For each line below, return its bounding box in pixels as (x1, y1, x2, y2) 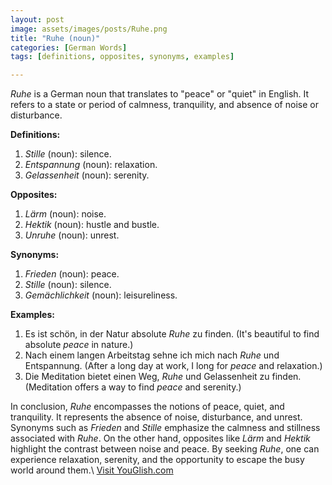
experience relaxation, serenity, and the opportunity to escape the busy (10, 454, 305, 466)
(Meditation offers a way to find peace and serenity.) (24, 381, 242, 393)
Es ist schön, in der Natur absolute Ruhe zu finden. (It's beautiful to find (24, 328, 320, 340)
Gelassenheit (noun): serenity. (24, 169, 150, 181)
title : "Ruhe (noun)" (10, 33, 101, 43)
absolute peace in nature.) (24, 339, 134, 351)
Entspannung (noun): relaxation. (24, 159, 158, 171)
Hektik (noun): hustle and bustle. (24, 219, 160, 231)
